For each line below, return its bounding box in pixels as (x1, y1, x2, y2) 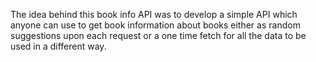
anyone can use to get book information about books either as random (10, 19, 301, 31)
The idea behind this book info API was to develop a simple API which (10, 9, 298, 20)
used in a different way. (10, 40, 107, 52)
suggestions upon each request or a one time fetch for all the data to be (10, 30, 307, 41)
